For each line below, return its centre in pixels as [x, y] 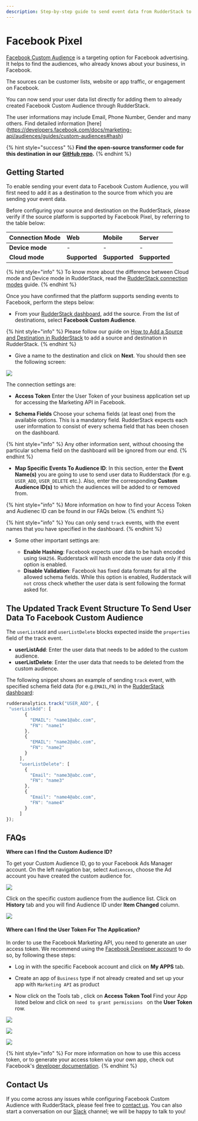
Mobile [113, 238]
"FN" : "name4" [47, 803]
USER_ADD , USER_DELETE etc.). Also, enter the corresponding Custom [96, 481]
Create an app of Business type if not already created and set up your [99, 978]
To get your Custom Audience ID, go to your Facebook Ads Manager [89, 863]
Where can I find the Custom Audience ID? [59, 852]
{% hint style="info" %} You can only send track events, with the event [93, 523]
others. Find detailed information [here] [54, 123]
